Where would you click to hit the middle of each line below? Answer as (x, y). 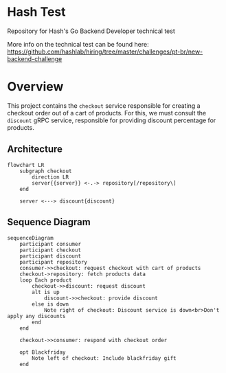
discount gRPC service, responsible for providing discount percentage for (112, 120)
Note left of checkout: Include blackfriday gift (104, 358)
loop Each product (46, 280)
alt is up (46, 292)
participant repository (54, 262)
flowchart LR (26, 165)
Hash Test (37, 12)
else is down (50, 304)
